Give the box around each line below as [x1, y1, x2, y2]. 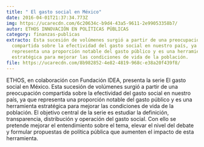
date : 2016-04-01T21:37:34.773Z [6, 15, 88, 21]
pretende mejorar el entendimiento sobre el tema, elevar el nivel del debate [6, 121, 194, 129]
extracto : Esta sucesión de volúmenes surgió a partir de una [6, 37, 167, 43]
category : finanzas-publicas [6, 32, 80, 38]
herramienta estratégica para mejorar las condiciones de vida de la [6, 102, 174, 109]
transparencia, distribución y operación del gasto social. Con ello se [6, 115, 176, 122]
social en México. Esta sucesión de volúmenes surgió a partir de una [6, 83, 178, 90]
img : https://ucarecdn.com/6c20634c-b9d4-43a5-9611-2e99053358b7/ [6, 20, 178, 26]
